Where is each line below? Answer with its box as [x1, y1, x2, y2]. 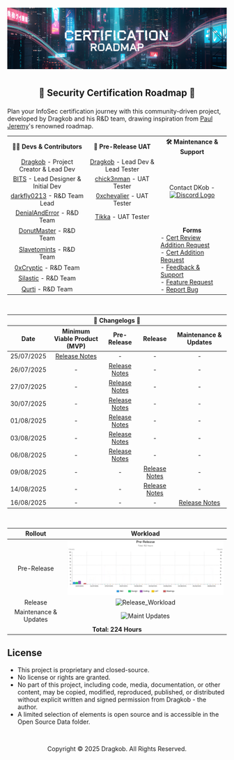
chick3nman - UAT [95, 174, 150, 183]
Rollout [25, 529, 47, 538]
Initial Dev [33, 182, 61, 190]
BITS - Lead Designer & [13, 174, 81, 183]
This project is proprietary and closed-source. [17, 665, 150, 674]
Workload [131, 529, 160, 538]
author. [17, 702, 38, 711]
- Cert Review [160, 233, 201, 241]
